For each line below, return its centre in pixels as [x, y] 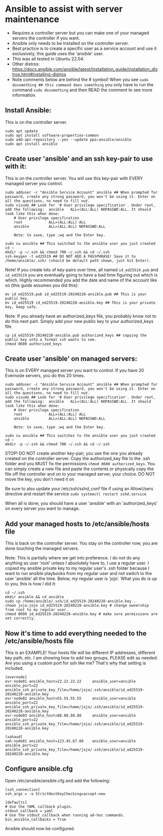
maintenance [32, 19]
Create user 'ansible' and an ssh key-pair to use [79, 159]
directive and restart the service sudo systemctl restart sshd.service [76, 494]
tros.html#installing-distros [39, 74]
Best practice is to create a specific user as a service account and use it [84, 48]
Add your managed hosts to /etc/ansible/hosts [77, 524]
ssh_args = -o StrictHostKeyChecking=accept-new [55, 794]
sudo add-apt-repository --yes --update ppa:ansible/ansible [68, 139]
